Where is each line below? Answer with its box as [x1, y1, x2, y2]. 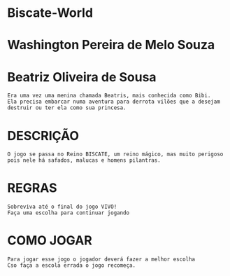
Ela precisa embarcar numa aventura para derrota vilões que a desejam [7, 98, 220, 106]
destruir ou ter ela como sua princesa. [7, 104, 127, 111]
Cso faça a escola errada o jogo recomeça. [7, 262, 136, 269]
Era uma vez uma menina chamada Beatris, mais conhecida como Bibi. [7, 92, 211, 99]
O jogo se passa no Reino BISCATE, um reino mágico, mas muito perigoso [7, 151, 224, 158]
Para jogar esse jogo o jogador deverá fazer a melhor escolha [7, 256, 196, 263]
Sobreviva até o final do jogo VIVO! [7, 203, 117, 211]
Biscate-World [7, 5, 93, 21]
